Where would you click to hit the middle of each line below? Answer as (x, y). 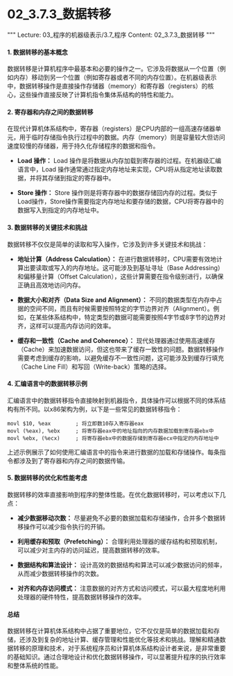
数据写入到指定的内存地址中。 (60, 210)
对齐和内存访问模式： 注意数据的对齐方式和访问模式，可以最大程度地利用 (121, 588)
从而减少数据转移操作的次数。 (60, 573)
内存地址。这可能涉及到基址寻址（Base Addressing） (148, 267)
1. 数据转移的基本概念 (37, 52)
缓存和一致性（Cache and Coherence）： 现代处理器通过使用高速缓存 (116, 340)
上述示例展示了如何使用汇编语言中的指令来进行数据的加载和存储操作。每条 (113, 452)
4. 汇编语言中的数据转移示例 (48, 384)
